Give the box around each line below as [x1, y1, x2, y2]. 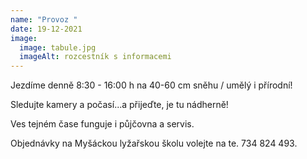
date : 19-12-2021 [10, 24, 83, 34]
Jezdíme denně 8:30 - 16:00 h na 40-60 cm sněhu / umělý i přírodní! [10, 79, 293, 91]
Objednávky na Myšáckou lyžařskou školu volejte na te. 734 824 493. [10, 137, 298, 150]
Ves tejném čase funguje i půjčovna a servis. [10, 118, 195, 130]
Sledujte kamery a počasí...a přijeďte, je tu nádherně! [10, 99, 229, 111]
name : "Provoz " [10, 14, 78, 25]
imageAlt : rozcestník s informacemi [19, 52, 172, 62]
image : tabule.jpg [19, 42, 97, 53]
